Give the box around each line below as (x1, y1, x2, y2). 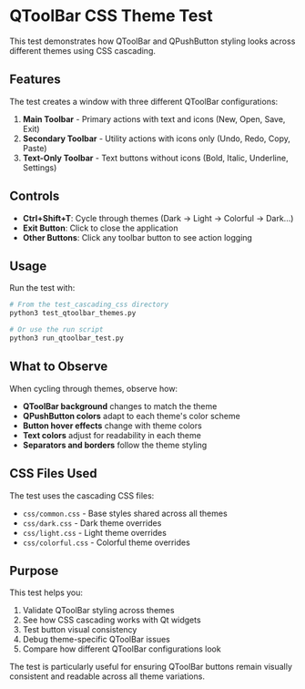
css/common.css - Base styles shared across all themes (22, 508, 228, 519)
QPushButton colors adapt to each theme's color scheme (22, 410, 241, 421)
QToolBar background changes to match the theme (22, 400, 218, 411)
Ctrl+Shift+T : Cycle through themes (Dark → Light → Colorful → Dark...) (22, 212, 294, 223)
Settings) (22, 161, 57, 173)
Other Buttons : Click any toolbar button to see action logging (22, 231, 253, 242)
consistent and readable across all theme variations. (9, 671, 205, 682)
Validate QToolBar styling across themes (22, 605, 175, 616)
